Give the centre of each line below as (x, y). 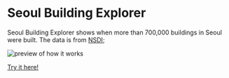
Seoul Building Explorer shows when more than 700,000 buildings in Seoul (115, 32)
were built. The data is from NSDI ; (56, 39)
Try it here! (23, 67)
